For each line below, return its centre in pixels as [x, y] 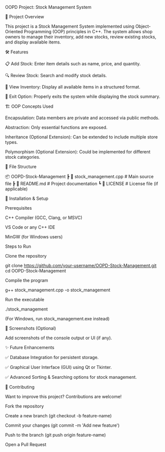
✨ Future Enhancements [30, 347]
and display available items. [33, 42]
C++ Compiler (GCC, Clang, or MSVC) [44, 218]
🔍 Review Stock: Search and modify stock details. [56, 75]
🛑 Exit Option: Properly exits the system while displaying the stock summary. [83, 96]
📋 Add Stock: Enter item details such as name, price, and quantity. [73, 64]
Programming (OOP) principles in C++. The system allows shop [88, 31]
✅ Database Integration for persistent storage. [52, 357]
